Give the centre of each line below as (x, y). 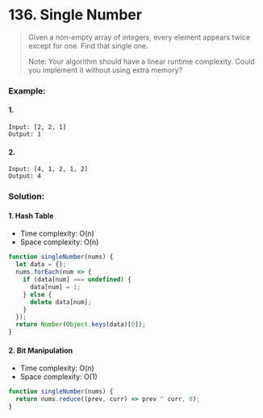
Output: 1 (25, 135)
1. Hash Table (31, 215)
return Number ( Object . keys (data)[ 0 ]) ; (81, 324)
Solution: (27, 197)
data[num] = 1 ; (55, 287)
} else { (38, 295)
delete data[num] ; (61, 302)
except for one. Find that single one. (88, 45)
